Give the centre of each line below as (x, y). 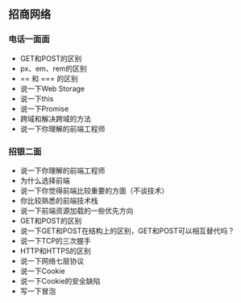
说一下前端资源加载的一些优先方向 (77, 211)
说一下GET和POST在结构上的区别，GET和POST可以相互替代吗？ (127, 231)
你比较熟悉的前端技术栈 (59, 200)
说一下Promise (44, 109)
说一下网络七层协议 (52, 260)
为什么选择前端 (45, 180)
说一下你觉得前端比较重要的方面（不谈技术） (94, 190)
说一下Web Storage (52, 88)
